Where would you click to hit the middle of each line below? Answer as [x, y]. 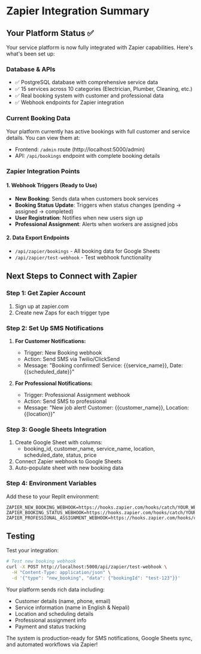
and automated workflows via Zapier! [52, 644]
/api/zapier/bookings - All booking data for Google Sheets [87, 251]
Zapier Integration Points [43, 171]
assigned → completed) [44, 211]
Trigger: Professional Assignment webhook [77, 395]
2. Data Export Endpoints [38, 238]
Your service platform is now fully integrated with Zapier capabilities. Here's [100, 47]
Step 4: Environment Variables [51, 484]
